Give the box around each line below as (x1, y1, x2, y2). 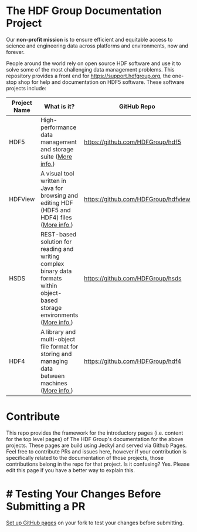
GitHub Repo (119, 102, 155, 110)
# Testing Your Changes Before (6, 487, 161, 501)
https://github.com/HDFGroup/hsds (84, 274, 182, 282)
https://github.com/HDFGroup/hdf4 (84, 357, 182, 365)
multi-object (40, 335, 75, 343)
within (40, 282, 57, 290)
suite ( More (40, 153, 72, 161)
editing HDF (40, 198, 73, 206)
